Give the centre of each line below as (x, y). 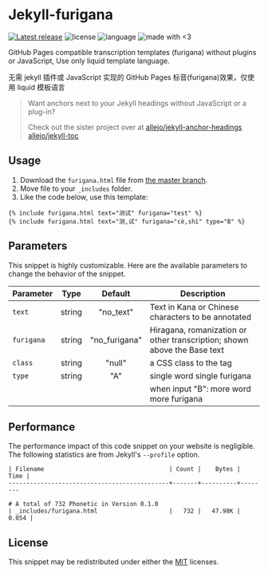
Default (116, 293)
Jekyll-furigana (61, 15)
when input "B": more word (200, 389)
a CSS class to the (183, 362)
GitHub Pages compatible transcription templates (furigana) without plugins (132, 52)
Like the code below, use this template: (84, 196)
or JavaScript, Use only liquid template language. (89, 61)
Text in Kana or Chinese (194, 307)
